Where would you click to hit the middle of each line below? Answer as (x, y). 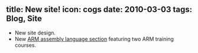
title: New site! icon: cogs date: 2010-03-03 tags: (99, 10)
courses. (25, 45)
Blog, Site (24, 19)
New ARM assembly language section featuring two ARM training (94, 39)
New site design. (35, 33)
